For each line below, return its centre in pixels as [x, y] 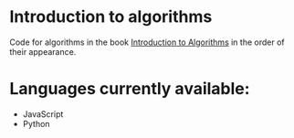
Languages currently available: [130, 89]
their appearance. [43, 51]
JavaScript [43, 114]
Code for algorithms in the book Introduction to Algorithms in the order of [147, 42]
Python [36, 123]
